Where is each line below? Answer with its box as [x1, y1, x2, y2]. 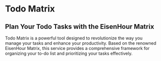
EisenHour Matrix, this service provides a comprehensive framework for [5, 46, 150, 51]
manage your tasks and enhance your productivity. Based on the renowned [5, 40, 157, 46]
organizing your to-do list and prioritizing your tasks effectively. [5, 50, 133, 56]
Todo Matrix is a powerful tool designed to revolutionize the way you [5, 35, 143, 41]
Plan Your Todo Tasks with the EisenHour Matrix [5, 23, 155, 31]
